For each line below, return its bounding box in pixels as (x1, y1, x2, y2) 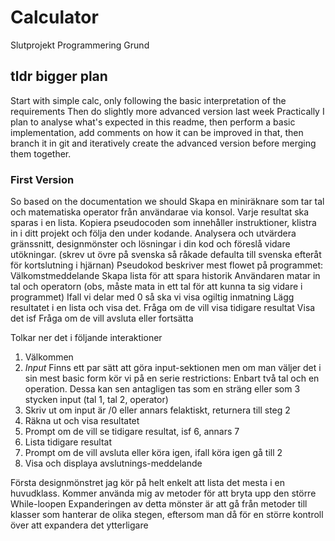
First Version (10, 172, 75, 186)
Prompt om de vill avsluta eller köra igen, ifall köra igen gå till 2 (24, 447, 283, 459)
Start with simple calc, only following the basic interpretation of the (10, 94, 287, 106)
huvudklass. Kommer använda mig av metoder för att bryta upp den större (10, 487, 317, 500)
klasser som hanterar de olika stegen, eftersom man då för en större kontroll (10, 509, 324, 521)
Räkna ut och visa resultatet (24, 415, 140, 427)
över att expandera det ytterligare (10, 519, 149, 531)
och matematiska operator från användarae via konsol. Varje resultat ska (10, 206, 310, 218)
